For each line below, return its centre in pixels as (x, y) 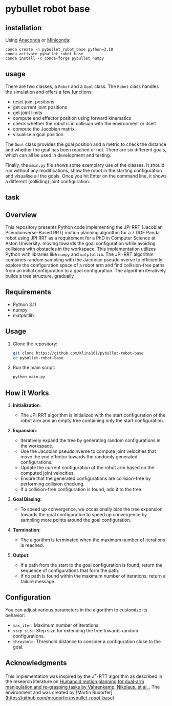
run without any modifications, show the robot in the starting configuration (84, 170)
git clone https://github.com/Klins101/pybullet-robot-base (78, 353)
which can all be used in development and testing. (58, 155)
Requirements (28, 292)
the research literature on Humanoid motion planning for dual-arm (75, 681)
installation (24, 28)
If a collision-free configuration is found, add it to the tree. (81, 490)
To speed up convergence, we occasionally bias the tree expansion (91, 509)
